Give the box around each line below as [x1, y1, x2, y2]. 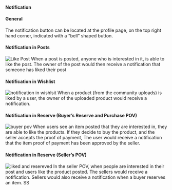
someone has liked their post [5, 67, 67, 73]
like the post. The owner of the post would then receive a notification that [5, 61, 161, 67]
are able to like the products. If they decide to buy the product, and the [5, 129, 155, 135]
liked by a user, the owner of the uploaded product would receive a [5, 95, 147, 101]
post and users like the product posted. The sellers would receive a [5, 168, 148, 175]
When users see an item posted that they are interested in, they [33, 123, 167, 130]
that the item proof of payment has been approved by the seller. [5, 140, 140, 146]
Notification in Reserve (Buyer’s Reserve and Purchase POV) [5, 112, 138, 118]
